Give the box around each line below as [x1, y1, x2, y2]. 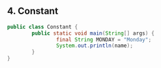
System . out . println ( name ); [55, 42, 134, 50]
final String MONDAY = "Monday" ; [55, 36, 152, 43]
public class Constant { [7, 23, 78, 30]
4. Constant [7, 5, 58, 17]
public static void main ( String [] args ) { [32, 30, 155, 37]
